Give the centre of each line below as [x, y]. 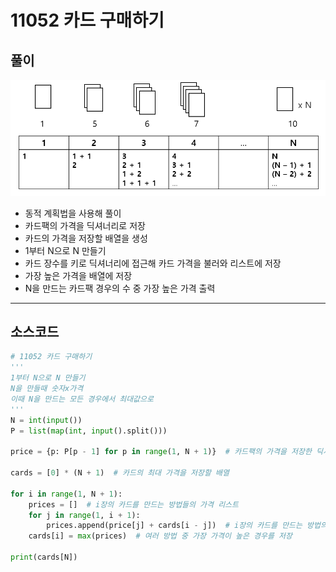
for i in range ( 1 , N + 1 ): [66, 494]
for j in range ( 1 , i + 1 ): [84, 515]
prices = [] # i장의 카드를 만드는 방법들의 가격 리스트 [133, 504]
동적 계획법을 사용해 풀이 [73, 213]
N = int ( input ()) [46, 420]
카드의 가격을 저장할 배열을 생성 [86, 238]
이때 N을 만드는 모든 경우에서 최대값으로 [82, 399]
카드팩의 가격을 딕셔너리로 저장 [85, 225]
